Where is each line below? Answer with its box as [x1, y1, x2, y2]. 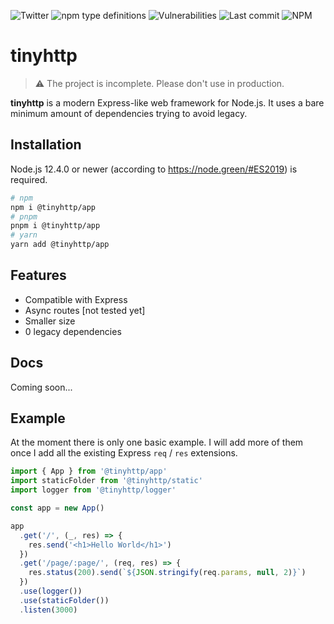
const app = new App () [10, 503, 105, 514]
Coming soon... [10, 381, 73, 393]
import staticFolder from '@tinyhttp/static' [10, 476, 203, 486]
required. [10, 173, 48, 185]
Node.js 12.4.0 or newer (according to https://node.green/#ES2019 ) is [10, 163, 298, 175]
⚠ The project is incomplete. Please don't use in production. [34, 77, 285, 89]
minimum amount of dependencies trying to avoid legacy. [10, 107, 248, 119]
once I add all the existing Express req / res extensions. [10, 447, 238, 459]
